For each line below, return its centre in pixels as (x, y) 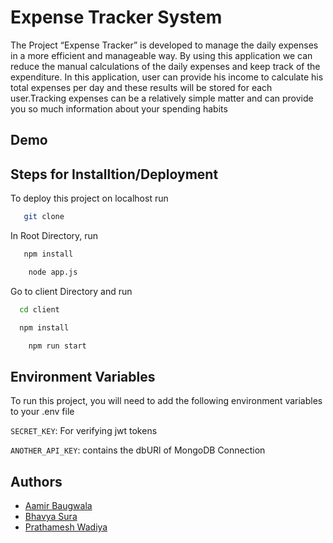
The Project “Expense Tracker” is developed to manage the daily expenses (164, 45)
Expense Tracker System (116, 17)
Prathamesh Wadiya (66, 527)
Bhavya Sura (51, 517)
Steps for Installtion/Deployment (114, 174)
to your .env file (42, 412)
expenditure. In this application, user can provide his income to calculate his (167, 77)
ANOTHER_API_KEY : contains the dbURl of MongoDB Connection (138, 450)
